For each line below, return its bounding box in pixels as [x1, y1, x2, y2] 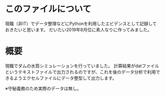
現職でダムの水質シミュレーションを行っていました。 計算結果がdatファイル [5, 63, 159, 69]
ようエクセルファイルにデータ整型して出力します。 [13, 75, 117, 81]
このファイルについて [5, 3, 92, 15]
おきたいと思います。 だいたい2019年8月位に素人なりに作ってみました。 [5, 26, 152, 32]
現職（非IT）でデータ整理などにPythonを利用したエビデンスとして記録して [5, 21, 157, 26]
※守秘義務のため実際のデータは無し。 [5, 85, 81, 91]
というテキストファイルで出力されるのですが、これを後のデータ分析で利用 [5, 69, 156, 75]
